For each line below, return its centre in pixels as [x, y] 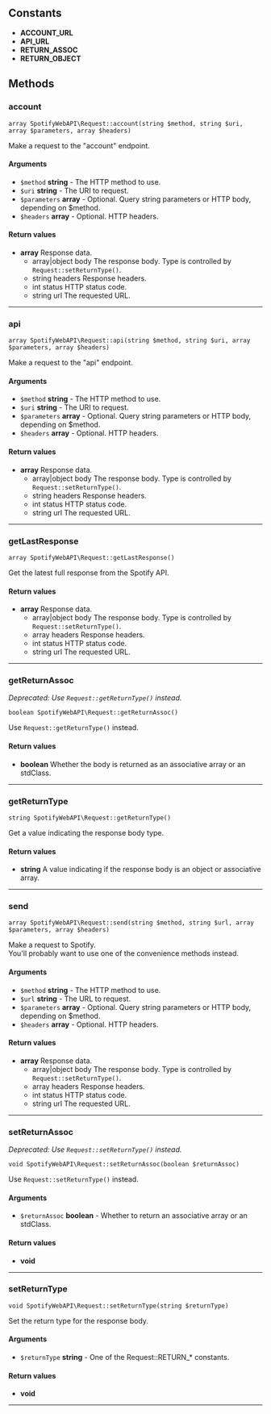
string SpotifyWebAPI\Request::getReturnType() [90, 818]
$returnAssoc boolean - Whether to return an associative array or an [133, 1216]
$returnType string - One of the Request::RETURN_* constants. [125, 1358]
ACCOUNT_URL [47, 32]
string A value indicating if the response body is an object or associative [140, 870]
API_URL [35, 41]
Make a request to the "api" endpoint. [71, 363]
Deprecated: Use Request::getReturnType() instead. [95, 698]
